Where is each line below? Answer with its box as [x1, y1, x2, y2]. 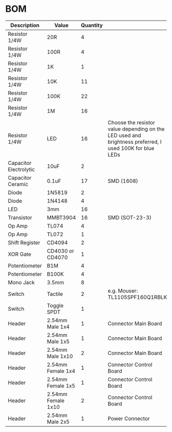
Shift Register [8, 239, 40, 246]
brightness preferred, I [107, 138, 162, 145]
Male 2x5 [47, 418, 70, 425]
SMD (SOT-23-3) [107, 214, 152, 221]
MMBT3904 [47, 214, 76, 221]
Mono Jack [8, 278, 35, 286]
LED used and [107, 132, 142, 139]
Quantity [81, 22, 103, 29]
